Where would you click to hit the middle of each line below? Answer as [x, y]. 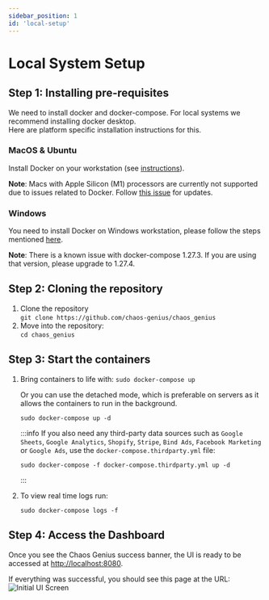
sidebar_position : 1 [43, 16]
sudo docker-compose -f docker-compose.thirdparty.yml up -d [125, 465]
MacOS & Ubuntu [43, 150]
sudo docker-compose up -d [65, 418]
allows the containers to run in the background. [99, 403]
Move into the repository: [62, 325]
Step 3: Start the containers [80, 360]
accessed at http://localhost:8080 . [66, 563]
